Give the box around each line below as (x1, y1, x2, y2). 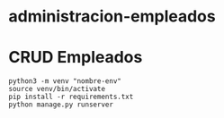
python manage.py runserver (8, 100, 114, 109)
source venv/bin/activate (8, 85, 105, 94)
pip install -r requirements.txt (8, 92, 134, 102)
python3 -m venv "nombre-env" (8, 77, 122, 86)
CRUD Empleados (8, 47, 143, 68)
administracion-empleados (8, 6, 217, 27)
